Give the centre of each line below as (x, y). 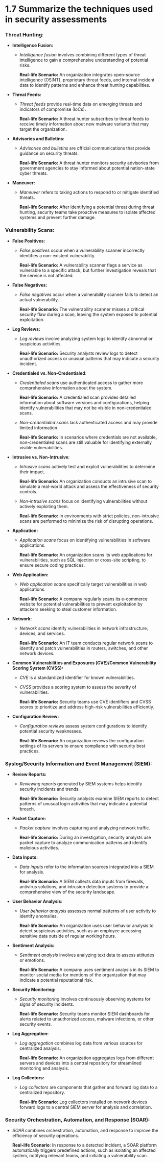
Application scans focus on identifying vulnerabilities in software (85, 540)
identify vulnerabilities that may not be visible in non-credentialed (85, 408)
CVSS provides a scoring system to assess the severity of (78, 687)
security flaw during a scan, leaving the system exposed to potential (88, 314)
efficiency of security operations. (46, 1136)
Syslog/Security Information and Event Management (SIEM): (79, 764)
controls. (28, 491)
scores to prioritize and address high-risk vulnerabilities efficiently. (87, 707)
